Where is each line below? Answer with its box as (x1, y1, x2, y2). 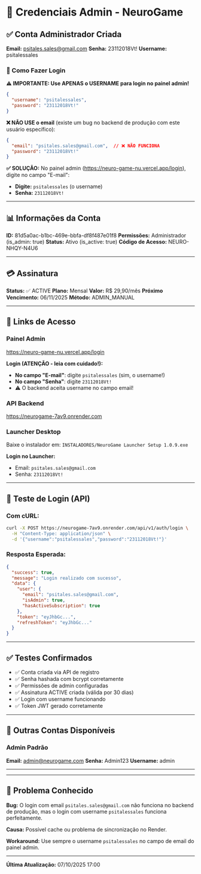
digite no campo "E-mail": (6, 172, 70, 179)
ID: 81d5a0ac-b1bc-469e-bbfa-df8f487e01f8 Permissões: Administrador (6, 232, 187, 239)
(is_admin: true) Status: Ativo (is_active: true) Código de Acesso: (6, 239, 167, 246)
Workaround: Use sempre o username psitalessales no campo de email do (6, 837, 194, 845)
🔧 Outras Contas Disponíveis (6, 726, 115, 736)
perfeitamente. (6, 814, 43, 821)
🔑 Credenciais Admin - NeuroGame (6, 5, 184, 19)
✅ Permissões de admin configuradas (14, 682, 109, 689)
